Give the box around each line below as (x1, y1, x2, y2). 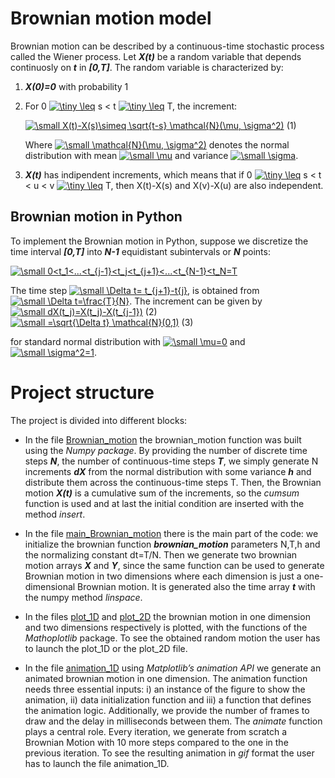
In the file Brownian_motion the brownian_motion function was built (24, 433, 302, 446)
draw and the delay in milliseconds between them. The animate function (24, 715, 323, 727)
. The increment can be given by (129, 295, 263, 307)
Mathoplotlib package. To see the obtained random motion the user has (24, 632, 321, 644)
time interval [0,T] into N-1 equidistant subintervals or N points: (10, 245, 271, 257)
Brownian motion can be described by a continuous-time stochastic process (10, 40, 325, 52)
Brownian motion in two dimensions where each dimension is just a (24, 570, 302, 582)
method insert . (24, 508, 86, 520)
